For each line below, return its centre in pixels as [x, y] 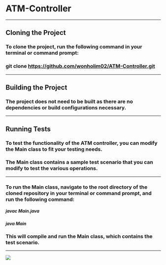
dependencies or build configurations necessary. [66, 107]
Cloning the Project [36, 33]
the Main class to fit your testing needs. [54, 149]
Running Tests [28, 129]
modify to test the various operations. [52, 168]
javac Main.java [23, 211]
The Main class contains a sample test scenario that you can [79, 162]
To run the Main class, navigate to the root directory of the [77, 187]
